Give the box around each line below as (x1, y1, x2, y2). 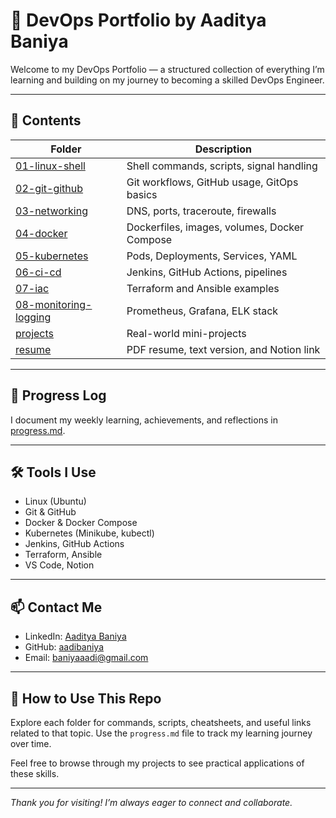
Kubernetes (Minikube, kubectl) (24, 527, 155, 539)
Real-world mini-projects (126, 326, 247, 340)
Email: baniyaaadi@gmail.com (24, 652, 149, 664)
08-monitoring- (15, 297, 93, 311)
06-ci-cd (15, 265, 62, 279)
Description (194, 142, 253, 156)
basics (126, 187, 158, 201)
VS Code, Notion (24, 559, 95, 571)
